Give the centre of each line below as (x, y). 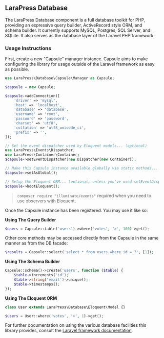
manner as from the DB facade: (37, 243)
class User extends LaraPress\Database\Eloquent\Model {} (65, 307)
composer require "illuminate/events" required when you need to (84, 195)
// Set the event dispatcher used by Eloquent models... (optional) (76, 146)
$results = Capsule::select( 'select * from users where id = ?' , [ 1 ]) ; (79, 252)
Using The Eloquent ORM (31, 298)
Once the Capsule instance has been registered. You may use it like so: (76, 210)
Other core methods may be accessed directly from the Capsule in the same (82, 238)
